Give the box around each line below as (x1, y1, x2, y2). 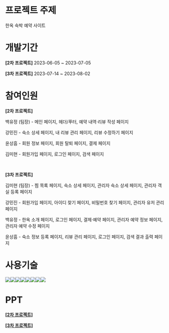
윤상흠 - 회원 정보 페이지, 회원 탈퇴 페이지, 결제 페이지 (5, 140, 111, 146)
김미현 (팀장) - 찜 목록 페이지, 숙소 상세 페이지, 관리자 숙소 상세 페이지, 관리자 (5, 182, 157, 188)
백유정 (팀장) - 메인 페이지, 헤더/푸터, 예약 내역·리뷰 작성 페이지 (5, 119, 129, 125)
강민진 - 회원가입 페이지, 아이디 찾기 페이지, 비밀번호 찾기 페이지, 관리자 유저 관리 (5, 199, 164, 205)
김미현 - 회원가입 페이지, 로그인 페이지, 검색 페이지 (5, 151, 104, 157)
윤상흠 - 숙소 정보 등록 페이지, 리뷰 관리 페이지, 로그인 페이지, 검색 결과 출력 (5, 234, 154, 240)
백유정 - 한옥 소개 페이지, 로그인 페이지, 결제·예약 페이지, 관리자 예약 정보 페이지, (5, 216, 163, 223)
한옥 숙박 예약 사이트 (5, 22, 46, 28)
